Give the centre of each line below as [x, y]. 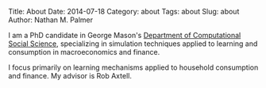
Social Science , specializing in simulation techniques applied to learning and [133, 44]
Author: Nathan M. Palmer [51, 20]
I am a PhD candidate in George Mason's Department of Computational [125, 35]
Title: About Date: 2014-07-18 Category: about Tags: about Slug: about [124, 11]
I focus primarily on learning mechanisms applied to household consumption [133, 67]
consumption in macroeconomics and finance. [84, 52]
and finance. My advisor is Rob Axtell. [70, 76]
